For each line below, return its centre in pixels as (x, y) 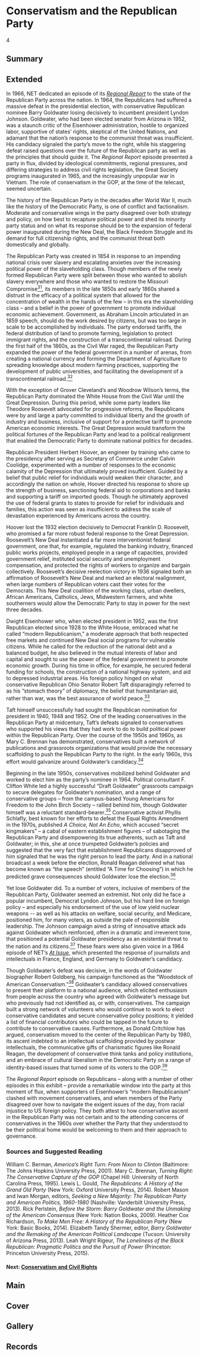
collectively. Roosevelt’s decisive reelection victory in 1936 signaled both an (99, 572)
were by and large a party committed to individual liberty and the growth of (98, 415)
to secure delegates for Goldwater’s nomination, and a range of (84, 792)
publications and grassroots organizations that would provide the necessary (99, 748)
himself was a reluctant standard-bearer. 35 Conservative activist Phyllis (94, 811)
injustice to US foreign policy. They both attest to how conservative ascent (97, 1111)
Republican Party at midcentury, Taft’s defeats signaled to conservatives (95, 722)
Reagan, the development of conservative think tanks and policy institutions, (99, 1054)
